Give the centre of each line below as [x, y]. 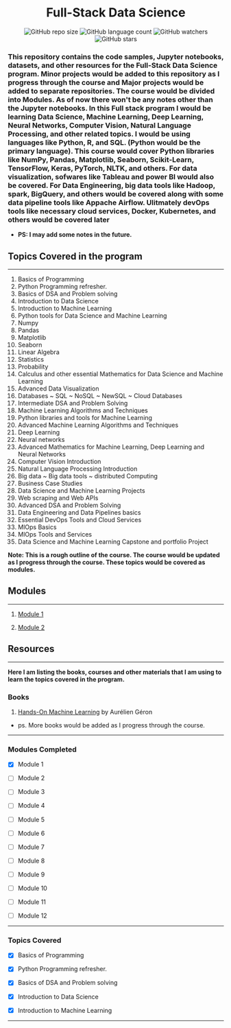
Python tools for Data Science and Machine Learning [92, 316]
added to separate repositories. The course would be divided [111, 91]
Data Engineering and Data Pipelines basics [79, 513]
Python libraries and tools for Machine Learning [85, 418]
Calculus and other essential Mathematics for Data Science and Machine [120, 374]
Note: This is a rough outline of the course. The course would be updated [114, 555]
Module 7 [31, 847]
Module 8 [31, 861]
